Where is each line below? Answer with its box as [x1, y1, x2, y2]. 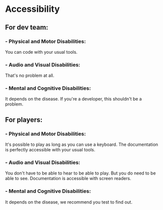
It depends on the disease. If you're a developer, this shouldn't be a [5, 96, 142, 102]
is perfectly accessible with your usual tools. [5, 147, 96, 153]
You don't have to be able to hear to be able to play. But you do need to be [5, 170, 156, 176]
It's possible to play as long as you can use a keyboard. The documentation [5, 141, 159, 147]
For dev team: [5, 23, 48, 32]
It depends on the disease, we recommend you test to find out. [5, 199, 133, 205]
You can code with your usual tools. [5, 49, 78, 55]
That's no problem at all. [5, 72, 55, 78]
